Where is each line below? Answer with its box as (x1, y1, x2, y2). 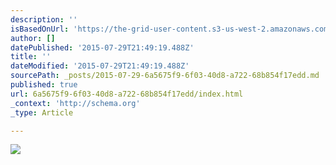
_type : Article (10, 107, 74, 118)
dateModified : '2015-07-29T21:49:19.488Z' (10, 61, 190, 71)
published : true (10, 80, 78, 90)
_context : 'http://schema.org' (10, 98, 141, 108)
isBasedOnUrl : (10, 24, 70, 34)
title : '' (10, 52, 52, 62)
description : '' (10, 14, 78, 25)
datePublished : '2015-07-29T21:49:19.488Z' (10, 42, 195, 53)
